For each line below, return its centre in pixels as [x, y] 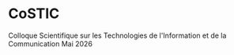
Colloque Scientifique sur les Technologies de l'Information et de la [117, 35]
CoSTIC [34, 14]
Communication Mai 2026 [51, 43]
